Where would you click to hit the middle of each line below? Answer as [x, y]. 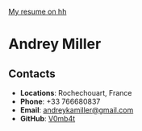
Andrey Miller [55, 44]
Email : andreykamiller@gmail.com [77, 110]
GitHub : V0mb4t [48, 119]
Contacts [32, 74]
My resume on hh [38, 12]
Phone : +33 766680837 [60, 101]
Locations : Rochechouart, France [76, 93]
